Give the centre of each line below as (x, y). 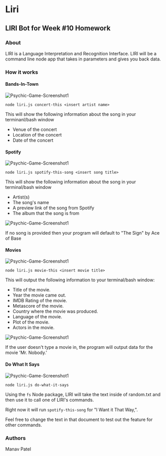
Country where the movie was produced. (55, 311)
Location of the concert (37, 135)
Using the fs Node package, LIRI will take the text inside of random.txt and (83, 394)
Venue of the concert (35, 129)
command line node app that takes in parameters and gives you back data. (83, 59)
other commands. (24, 425)
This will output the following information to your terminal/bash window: (80, 280)
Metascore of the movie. (38, 306)
